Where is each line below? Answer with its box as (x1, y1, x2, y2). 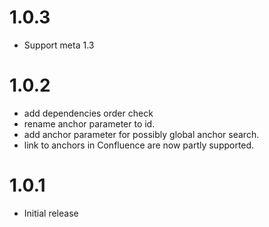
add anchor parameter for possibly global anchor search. (23, 128, 260, 140)
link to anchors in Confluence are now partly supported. (23, 139, 255, 151)
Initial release (23, 207, 79, 219)
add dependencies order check (23, 107, 154, 119)
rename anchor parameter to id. (23, 117, 156, 130)
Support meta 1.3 (23, 39, 95, 51)
